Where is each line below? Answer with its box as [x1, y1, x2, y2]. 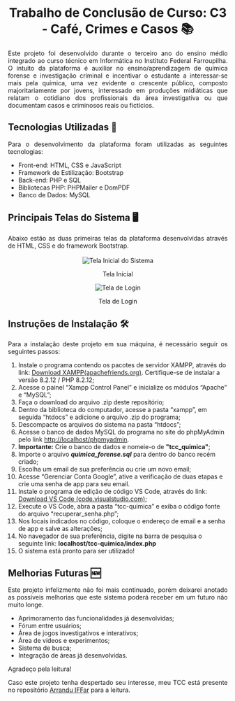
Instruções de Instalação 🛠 [8, 318, 130, 330]
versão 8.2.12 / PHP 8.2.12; [17, 376, 95, 384]
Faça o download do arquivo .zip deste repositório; [17, 398, 165, 406]
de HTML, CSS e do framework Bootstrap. [8, 241, 130, 250]
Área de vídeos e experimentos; [17, 637, 110, 645]
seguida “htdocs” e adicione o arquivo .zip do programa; [17, 413, 181, 421]
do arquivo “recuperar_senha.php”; [17, 509, 119, 518]
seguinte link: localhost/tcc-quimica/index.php [17, 539, 156, 548]
